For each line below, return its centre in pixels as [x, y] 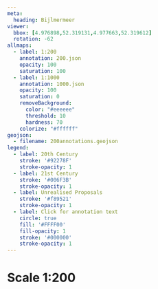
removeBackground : [46, 103]
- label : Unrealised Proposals [58, 193]
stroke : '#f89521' [46, 199]
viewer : [18, 26]
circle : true [38, 218]
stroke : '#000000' [46, 237]
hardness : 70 [44, 122]
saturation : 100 [43, 71]
